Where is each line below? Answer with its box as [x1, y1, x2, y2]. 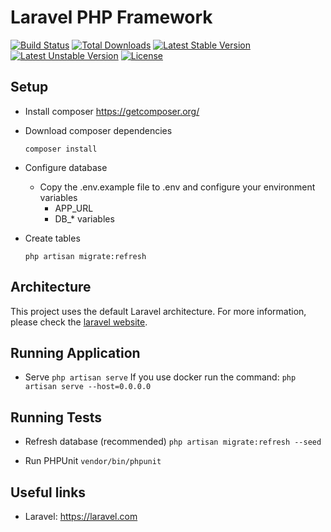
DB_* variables [54, 212, 115, 225]
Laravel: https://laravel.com [24, 511, 138, 522]
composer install [24, 144, 98, 154]
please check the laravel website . [10, 316, 148, 328]
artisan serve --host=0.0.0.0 [24, 382, 152, 392]
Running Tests [10, 409, 102, 426]
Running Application [10, 344, 141, 361]
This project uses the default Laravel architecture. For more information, [10, 305, 307, 317]
